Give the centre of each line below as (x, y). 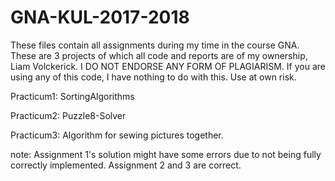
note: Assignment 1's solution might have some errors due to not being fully (166, 154)
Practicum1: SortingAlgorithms (72, 96)
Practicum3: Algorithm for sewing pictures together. (117, 135)
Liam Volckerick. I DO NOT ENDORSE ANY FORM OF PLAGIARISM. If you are (168, 66)
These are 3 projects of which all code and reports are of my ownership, (159, 55)
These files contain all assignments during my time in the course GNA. (155, 45)
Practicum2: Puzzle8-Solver (68, 115)
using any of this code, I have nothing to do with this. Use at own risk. (153, 77)
